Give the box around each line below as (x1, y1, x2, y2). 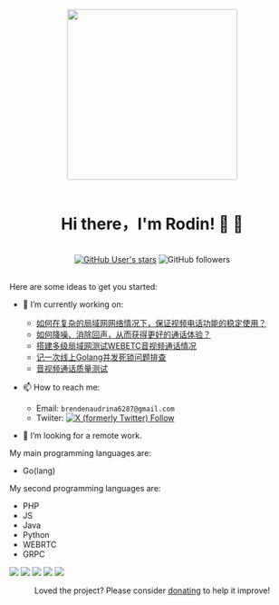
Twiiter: (35, 412, 64, 423)
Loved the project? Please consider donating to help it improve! (34, 585, 270, 596)
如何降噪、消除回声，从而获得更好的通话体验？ (35, 329, 211, 340)
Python (22, 529, 50, 540)
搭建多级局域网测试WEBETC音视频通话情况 (35, 340, 197, 351)
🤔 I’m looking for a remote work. (22, 430, 142, 441)
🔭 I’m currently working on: (22, 299, 124, 310)
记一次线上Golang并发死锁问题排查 (35, 352, 167, 362)
